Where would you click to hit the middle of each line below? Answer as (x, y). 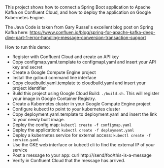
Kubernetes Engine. (25, 17)
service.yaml (26, 140)
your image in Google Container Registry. (54, 99)
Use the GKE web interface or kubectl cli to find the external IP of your (83, 145)
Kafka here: (17, 32)
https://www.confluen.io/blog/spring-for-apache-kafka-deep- (92, 32)
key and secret (27, 67)
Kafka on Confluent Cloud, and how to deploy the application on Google (78, 12)
